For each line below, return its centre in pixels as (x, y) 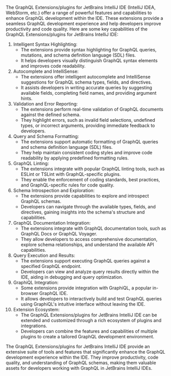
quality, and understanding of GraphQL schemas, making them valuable (81, 363)
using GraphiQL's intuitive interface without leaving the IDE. (83, 304)
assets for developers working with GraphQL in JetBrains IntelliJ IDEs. (79, 368)
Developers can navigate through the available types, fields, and (88, 207)
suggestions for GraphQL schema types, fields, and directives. (86, 82)
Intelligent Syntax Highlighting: (45, 44)
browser (30, 293)
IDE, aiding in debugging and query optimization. (72, 277)
